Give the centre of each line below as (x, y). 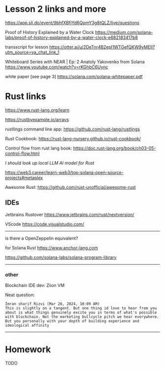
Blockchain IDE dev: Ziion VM (35, 285)
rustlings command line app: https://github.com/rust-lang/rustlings (72, 129)
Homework (28, 350)
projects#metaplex (24, 178)
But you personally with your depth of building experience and (72, 321)
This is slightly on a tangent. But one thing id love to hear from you (81, 308)
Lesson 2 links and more (56, 9)
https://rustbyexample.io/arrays (37, 120)
